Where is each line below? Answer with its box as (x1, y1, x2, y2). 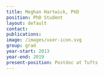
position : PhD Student (6, 15, 63, 21)
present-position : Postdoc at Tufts (6, 59, 98, 65)
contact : (6, 25, 28, 32)
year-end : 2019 (6, 54, 44, 60)
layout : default (6, 20, 47, 26)
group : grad (6, 43, 36, 49)
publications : (6, 31, 42, 37)
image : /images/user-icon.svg (6, 37, 82, 43)
